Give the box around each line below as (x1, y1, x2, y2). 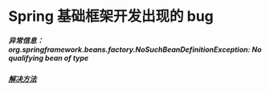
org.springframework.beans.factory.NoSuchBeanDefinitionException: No (8, 45, 262, 54)
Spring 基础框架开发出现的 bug (8, 7, 215, 26)
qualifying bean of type (8, 53, 89, 62)
